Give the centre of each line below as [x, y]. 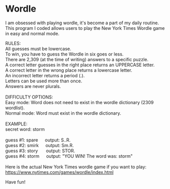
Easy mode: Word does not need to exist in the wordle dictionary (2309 [79, 102]
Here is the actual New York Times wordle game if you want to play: [76, 167]
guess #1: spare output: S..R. [38, 140]
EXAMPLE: [16, 124]
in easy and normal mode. [32, 33]
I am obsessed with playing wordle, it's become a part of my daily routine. [82, 23]
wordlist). [15, 108]
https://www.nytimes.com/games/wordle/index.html [59, 172]
